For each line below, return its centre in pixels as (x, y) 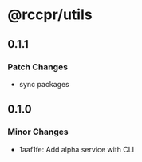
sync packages (44, 84)
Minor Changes (38, 132)
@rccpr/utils (50, 15)
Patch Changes (38, 67)
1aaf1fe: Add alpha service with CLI (77, 149)
